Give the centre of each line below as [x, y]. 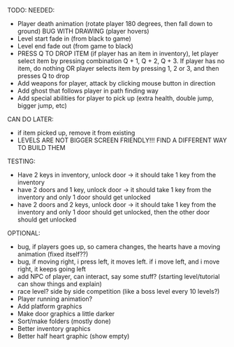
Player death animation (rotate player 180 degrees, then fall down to [115, 23]
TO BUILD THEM [41, 148]
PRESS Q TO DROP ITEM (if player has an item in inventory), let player [118, 53]
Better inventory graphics [54, 328]
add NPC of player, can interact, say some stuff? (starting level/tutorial [118, 277]
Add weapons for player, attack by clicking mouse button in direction [116, 83]
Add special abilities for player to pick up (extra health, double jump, [116, 98]
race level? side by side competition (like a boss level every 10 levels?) [118, 291]
